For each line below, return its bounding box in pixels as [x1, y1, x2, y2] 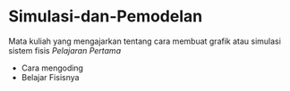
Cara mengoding [21, 62, 84, 73]
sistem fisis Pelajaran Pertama [8, 45, 122, 55]
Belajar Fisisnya [21, 71, 80, 82]
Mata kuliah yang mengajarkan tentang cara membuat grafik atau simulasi [8, 36, 281, 46]
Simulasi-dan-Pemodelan [8, 6, 203, 27]
